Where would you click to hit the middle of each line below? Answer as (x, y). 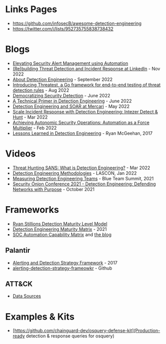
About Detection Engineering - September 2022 (63, 79)
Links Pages (31, 9)
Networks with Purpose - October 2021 (53, 189)
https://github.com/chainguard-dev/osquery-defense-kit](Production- (87, 331)
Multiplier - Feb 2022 (35, 128)
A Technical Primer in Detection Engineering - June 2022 (72, 101)
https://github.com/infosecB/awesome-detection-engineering (77, 23)
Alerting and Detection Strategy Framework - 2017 (65, 262)
